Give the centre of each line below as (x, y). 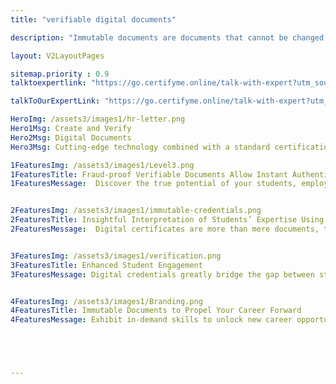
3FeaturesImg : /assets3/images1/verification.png (116, 256)
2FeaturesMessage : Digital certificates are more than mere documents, (165, 229)
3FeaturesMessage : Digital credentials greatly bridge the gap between (162, 274)
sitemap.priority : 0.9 (60, 74)
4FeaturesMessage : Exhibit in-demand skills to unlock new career (151, 320)
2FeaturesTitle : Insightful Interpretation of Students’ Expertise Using (167, 220)
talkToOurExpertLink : (55, 101)
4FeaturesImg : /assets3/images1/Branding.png (106, 301)
